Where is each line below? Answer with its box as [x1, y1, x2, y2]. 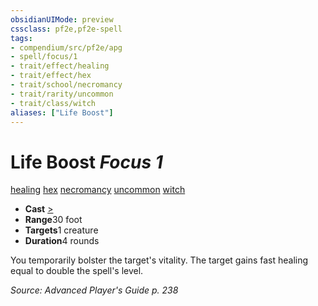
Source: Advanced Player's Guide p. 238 [10, 284, 179, 296]
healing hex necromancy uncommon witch [10, 184, 186, 196]
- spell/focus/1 [10, 52, 78, 62]
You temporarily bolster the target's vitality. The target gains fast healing [10, 254, 309, 266]
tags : [10, 33, 33, 43]
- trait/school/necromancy [10, 80, 123, 90]
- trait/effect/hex [10, 71, 92, 81]
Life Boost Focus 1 [10, 151, 163, 173]
